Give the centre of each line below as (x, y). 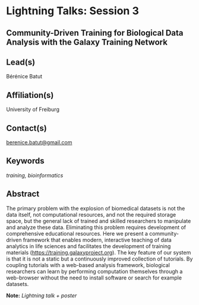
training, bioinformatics (35, 175)
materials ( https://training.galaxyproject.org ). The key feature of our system (99, 252)
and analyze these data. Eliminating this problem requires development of (96, 227)
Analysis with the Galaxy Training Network (87, 42)
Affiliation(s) (30, 95)
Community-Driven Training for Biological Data (95, 33)
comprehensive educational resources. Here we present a (77, 233)
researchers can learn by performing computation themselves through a (94, 271)
